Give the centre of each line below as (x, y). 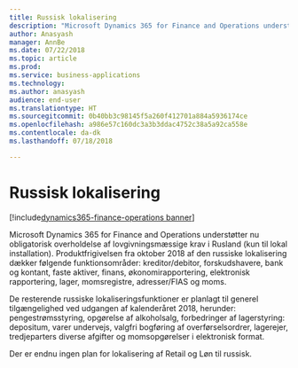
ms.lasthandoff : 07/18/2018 (61, 141)
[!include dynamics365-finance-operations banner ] (102, 217)
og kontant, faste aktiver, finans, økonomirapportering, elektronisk (130, 272)
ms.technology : (37, 83)
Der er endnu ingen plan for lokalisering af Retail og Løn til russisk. (131, 353)
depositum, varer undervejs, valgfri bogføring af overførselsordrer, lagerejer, (149, 327)
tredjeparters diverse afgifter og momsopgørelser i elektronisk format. (137, 336)
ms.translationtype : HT (53, 108)
